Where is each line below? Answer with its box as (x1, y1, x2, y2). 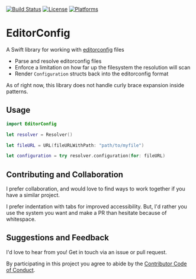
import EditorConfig (6, 121, 57, 127)
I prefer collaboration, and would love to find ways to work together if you (6, 185, 185, 192)
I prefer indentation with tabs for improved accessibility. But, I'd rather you (6, 203, 188, 210)
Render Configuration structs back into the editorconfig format (14, 70, 169, 77)
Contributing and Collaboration (6, 169, 123, 179)
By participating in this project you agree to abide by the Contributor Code (6, 260, 187, 267)
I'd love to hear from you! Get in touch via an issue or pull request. (6, 248, 168, 255)
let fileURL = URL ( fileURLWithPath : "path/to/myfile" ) (6, 142, 144, 148)
